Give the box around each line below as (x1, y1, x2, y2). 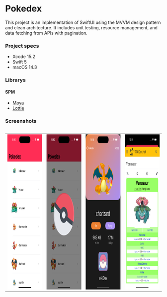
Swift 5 (12, 59, 27, 65)
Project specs (5, 42, 39, 49)
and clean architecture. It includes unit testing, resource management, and (5, 24, 158, 30)
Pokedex (5, 3, 42, 14)
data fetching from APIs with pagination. (5, 30, 88, 36)
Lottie (12, 105, 24, 111)
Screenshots (5, 118, 37, 125)
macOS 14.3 (12, 64, 37, 70)
